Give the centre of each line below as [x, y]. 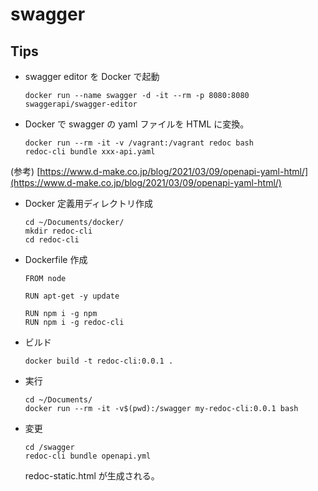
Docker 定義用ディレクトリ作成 [89, 203]
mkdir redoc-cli [58, 231]
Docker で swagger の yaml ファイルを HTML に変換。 [137, 124]
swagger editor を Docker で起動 [92, 76]
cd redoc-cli [52, 240]
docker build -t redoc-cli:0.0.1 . [99, 361]
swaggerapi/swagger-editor [81, 104]
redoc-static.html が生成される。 [92, 476]
